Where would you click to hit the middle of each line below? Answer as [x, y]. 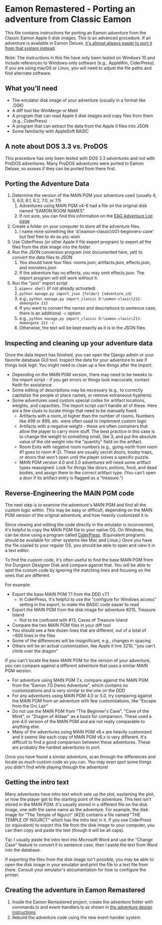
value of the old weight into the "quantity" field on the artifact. [81, 442]
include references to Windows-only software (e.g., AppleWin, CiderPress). [80, 63]
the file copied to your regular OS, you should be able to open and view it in [80, 545]
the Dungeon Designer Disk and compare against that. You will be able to [78, 565]
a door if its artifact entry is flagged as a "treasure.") [71, 478]
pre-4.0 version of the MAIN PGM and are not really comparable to [78, 721]
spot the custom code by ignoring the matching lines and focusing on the [78, 570]
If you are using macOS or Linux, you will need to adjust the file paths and [78, 68]
